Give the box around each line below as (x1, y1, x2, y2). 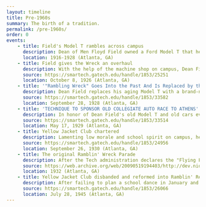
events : (6, 37, 26, 43)
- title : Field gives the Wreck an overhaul (17, 60, 133, 66)
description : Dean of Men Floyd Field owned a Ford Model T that (22, 49, 193, 55)
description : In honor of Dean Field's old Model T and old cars (22, 111, 193, 118)
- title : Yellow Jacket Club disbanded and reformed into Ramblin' (17, 174, 193, 181)
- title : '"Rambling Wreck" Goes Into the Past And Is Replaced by (17, 83, 193, 89)
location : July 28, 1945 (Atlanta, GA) (22, 191, 124, 197)
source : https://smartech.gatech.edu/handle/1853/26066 (22, 186, 169, 192)
